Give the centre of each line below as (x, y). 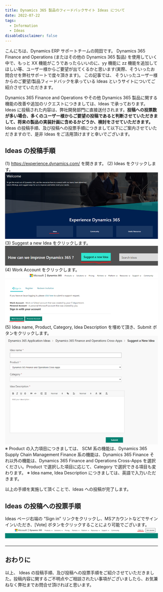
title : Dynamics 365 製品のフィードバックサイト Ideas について (65, 10)
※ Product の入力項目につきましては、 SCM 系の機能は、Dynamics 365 (76, 449)
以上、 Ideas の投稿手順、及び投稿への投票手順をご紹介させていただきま (78, 573)
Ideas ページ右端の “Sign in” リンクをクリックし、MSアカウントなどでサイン (81, 519)
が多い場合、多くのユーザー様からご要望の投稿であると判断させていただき (79, 116)
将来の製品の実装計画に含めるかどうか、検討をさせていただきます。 (85, 122)
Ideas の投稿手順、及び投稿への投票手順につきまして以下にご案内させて (77, 128)
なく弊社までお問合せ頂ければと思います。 (51, 585)
